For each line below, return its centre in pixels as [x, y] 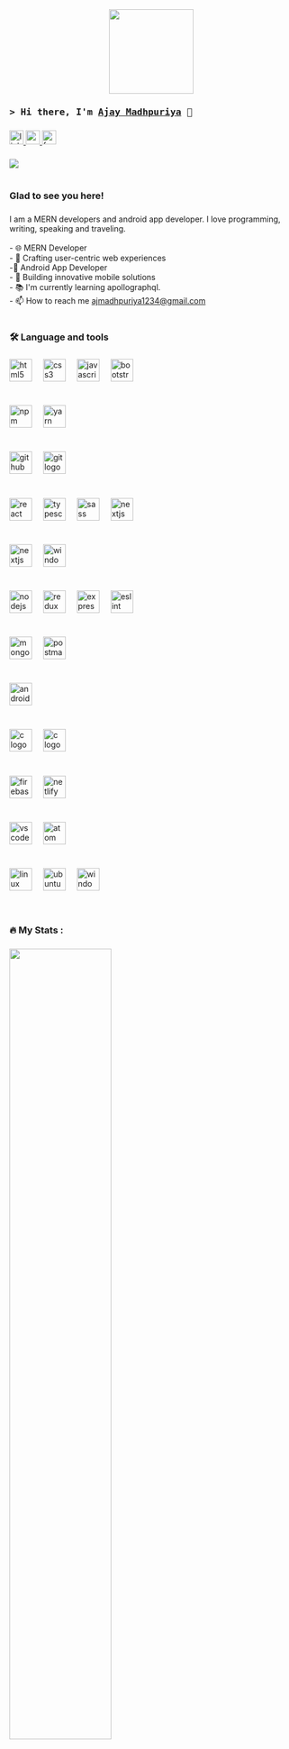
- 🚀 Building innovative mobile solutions [82, 277]
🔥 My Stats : [36, 930]
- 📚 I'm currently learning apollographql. [85, 287]
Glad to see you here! [57, 196]
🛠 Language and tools [59, 337]
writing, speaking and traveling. [68, 228]
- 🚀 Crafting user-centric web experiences [88, 258]
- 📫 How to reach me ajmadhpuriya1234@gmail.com [108, 300]
